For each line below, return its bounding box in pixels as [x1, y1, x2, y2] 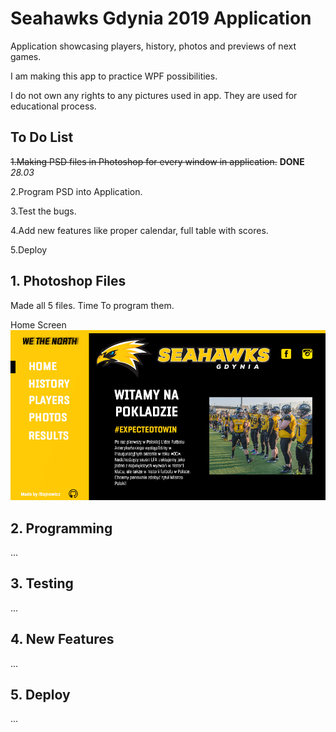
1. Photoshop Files [10, 273, 127, 290]
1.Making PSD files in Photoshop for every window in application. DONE [10, 155, 305, 167]
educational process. [10, 100, 97, 112]
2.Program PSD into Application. [10, 185, 143, 197]
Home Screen [10, 318, 67, 331]
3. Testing [10, 575, 74, 592]
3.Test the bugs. [10, 205, 77, 217]
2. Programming [10, 520, 113, 537]
